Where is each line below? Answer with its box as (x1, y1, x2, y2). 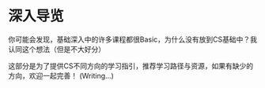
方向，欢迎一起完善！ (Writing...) (8, 71, 115, 80)
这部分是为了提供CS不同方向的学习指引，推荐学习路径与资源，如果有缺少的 (8, 60, 254, 71)
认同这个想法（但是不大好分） (8, 44, 105, 53)
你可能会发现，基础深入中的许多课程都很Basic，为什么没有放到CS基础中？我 (8, 35, 258, 44)
